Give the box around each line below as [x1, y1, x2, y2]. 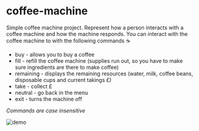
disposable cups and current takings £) [14, 76, 112, 83]
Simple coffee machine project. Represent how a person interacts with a [6, 24, 184, 31]
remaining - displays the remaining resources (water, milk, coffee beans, [14, 70, 194, 77]
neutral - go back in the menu [14, 89, 88, 96]
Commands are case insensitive [6, 106, 85, 114]
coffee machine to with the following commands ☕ [6, 37, 131, 44]
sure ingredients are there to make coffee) [14, 63, 119, 71]
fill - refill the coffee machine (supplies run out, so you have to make [14, 57, 183, 64]
